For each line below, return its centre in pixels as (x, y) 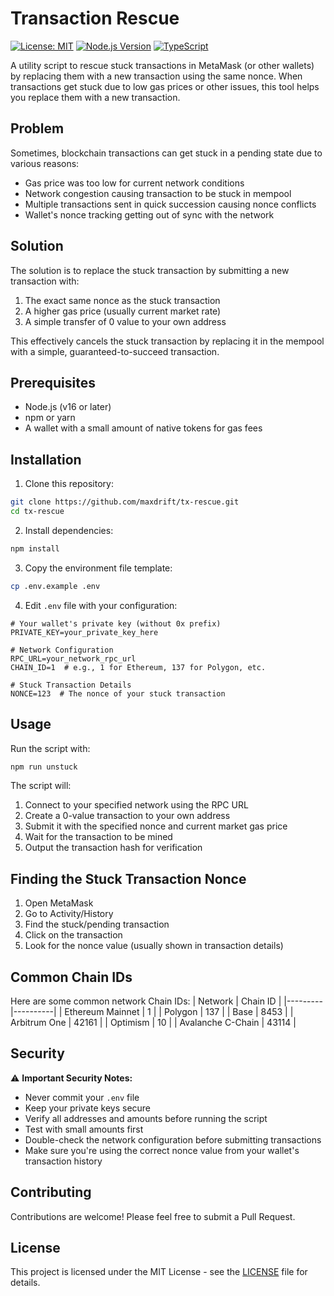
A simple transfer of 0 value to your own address (125, 321)
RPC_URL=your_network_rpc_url (73, 658)
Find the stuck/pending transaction (97, 924)
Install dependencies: (69, 530)
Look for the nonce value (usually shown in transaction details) (154, 946)
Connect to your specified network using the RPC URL (136, 805)
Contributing (51, 1192)
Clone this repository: (69, 484)
